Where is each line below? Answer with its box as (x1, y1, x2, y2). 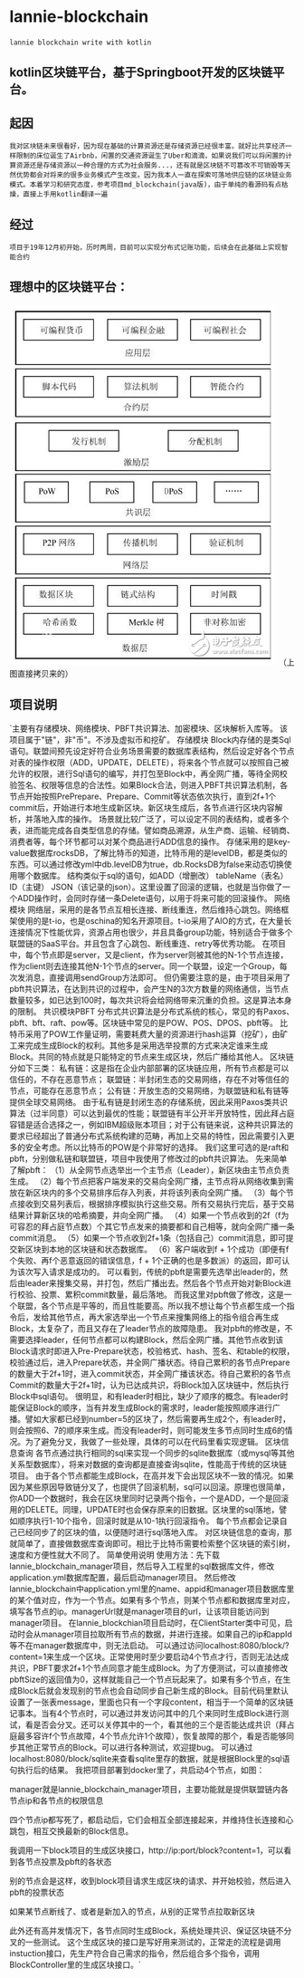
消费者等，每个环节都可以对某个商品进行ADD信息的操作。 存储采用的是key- (9, 836, 291, 847)
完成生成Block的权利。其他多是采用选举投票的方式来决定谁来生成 (24, 1040, 269, 1051)
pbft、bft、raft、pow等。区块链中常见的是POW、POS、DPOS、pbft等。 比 (9, 1017, 289, 1028)
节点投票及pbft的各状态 (24, 1856, 112, 1867)
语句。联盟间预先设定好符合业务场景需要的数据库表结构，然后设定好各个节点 (9, 745, 295, 756)
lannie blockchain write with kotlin (9, 38, 152, 47)
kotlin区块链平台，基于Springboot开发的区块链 (9, 65, 273, 81)
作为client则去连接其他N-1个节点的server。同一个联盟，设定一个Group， (9, 960, 280, 971)
